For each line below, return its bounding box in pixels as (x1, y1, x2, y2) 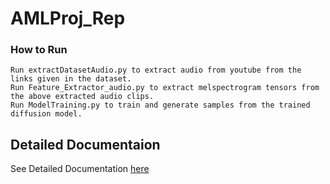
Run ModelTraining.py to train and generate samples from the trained (10, 100, 311, 111)
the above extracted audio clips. (10, 92, 155, 102)
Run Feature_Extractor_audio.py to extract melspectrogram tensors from (10, 83, 320, 93)
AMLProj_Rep (10, 7, 126, 30)
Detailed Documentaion (10, 136, 161, 153)
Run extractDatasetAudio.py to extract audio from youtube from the (10, 65, 302, 76)
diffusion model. (10, 109, 83, 119)
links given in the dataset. (10, 74, 132, 84)
